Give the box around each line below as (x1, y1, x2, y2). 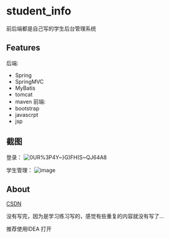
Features (6, 43, 40, 53)
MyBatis (14, 84, 36, 92)
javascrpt (14, 111, 39, 118)
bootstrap (14, 104, 40, 112)
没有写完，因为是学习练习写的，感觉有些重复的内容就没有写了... (6, 213, 165, 220)
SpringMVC (14, 78, 44, 85)
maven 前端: (14, 98, 46, 105)
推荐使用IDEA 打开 (6, 225, 52, 233)
